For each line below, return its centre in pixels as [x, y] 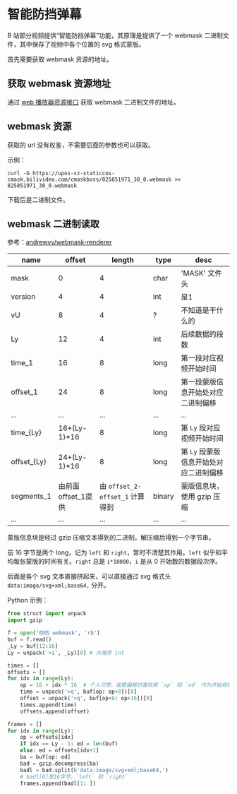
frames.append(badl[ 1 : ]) [58, 783]
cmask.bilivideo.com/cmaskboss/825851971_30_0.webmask [90, 179]
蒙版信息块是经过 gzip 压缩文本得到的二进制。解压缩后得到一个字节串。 [111, 538]
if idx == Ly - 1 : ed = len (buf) [69, 744]
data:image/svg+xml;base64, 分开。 [59, 585]
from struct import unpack [47, 614]
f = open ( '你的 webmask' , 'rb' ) [54, 633]
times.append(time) [49, 705]
